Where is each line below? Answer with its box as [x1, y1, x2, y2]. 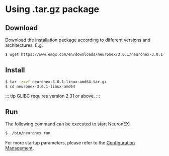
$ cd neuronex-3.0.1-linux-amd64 [5, 84, 75, 89]
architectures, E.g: [5, 42, 43, 48]
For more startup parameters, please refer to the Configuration [5, 140, 135, 146]
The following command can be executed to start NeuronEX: [5, 121, 131, 127]
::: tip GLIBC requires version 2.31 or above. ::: [5, 93, 100, 99]
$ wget [5, 52, 19, 57]
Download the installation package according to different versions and [5, 37, 151, 43]
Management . [5, 145, 34, 151]
